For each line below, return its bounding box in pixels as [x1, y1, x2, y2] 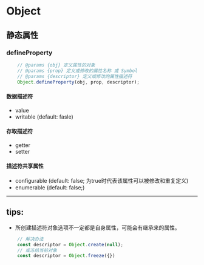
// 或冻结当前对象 [17, 247, 58, 254]
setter [15, 148, 30, 155]
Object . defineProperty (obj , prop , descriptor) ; [17, 79, 140, 85]
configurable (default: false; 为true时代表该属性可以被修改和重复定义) [15, 177, 189, 184]
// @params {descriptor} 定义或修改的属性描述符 [17, 73, 132, 79]
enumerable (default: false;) [15, 183, 85, 191]
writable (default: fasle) [15, 113, 74, 120]
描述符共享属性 [6, 162, 44, 170]
